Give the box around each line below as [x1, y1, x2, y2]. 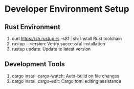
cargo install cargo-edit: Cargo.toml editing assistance [11, 78, 121, 84]
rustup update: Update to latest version [11, 46, 91, 52]
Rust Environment [4, 23, 61, 31]
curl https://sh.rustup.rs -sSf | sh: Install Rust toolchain [11, 36, 122, 41]
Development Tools [4, 60, 65, 69]
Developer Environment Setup [4, 3, 130, 15]
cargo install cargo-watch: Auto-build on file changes [11, 73, 120, 79]
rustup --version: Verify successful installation [11, 41, 106, 47]
